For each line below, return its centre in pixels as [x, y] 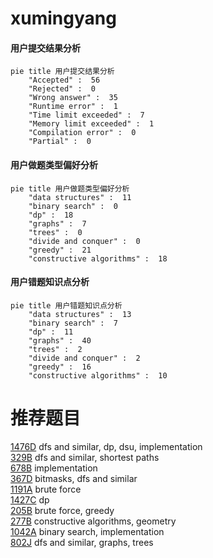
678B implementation [54, 468]
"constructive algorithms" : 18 [98, 258]
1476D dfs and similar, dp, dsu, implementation [106, 446]
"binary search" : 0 [73, 206]
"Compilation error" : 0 [82, 133]
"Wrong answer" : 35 [73, 98]
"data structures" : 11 [80, 197]
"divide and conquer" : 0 [84, 241]
